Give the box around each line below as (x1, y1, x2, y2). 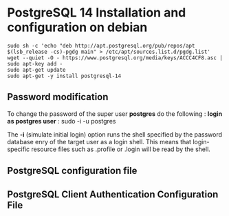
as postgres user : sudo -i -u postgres (7, 117, 116, 125)
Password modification (7, 91, 109, 103)
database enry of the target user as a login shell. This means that (7, 137, 191, 146)
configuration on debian (7, 19, 148, 35)
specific (7, 145, 30, 153)
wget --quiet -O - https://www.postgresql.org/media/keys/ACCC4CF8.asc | (7, 54, 223, 61)
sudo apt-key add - (7, 60, 63, 67)
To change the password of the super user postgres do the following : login (7, 109, 222, 118)
